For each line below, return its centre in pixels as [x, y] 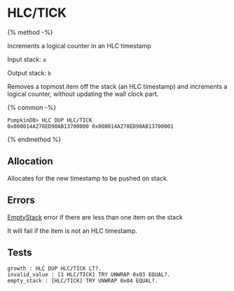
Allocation [30, 161]
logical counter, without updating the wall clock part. [83, 94]
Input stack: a [27, 59]
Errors [21, 200]
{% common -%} [32, 107]
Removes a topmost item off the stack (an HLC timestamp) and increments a [117, 86]
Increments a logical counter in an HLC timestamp [80, 45]
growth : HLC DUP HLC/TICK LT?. [54, 269]
